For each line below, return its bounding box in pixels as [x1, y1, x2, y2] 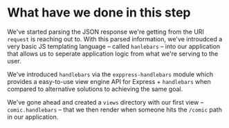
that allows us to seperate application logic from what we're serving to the [7, 50, 219, 58]
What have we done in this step [7, 5, 192, 21]
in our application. [7, 112, 59, 121]
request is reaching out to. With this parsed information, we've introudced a [7, 34, 223, 43]
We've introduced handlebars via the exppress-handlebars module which [7, 70, 214, 78]
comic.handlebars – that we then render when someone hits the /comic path [7, 105, 223, 114]
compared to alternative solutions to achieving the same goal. [7, 85, 183, 93]
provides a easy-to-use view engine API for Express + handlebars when [7, 77, 211, 85]
